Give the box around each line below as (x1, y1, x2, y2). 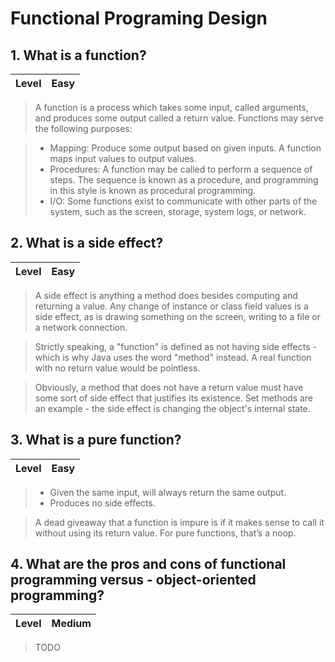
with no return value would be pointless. (34, 362, 201, 374)
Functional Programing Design (10, 7, 268, 30)
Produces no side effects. (49, 497, 156, 509)
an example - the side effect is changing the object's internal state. (34, 402, 311, 414)
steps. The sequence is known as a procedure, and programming (49, 174, 319, 186)
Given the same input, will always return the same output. (49, 486, 287, 498)
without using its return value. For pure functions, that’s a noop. (34, 527, 297, 539)
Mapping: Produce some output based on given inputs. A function (49, 142, 322, 154)
